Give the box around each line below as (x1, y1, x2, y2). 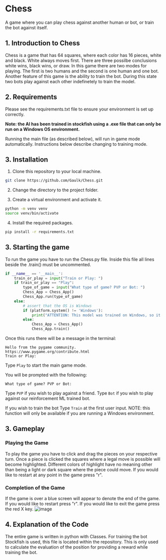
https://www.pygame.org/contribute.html (5, 349, 90, 354)
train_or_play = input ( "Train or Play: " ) (14, 276, 103, 280)
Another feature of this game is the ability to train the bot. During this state (5, 73, 157, 79)
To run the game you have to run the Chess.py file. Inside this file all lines (5, 256, 155, 262)
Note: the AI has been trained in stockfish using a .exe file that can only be (5, 121, 162, 127)
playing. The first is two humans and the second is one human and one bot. (5, 68, 159, 74)
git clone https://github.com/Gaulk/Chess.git (5, 178, 103, 183)
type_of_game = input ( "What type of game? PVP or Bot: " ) (23, 285, 145, 290)
